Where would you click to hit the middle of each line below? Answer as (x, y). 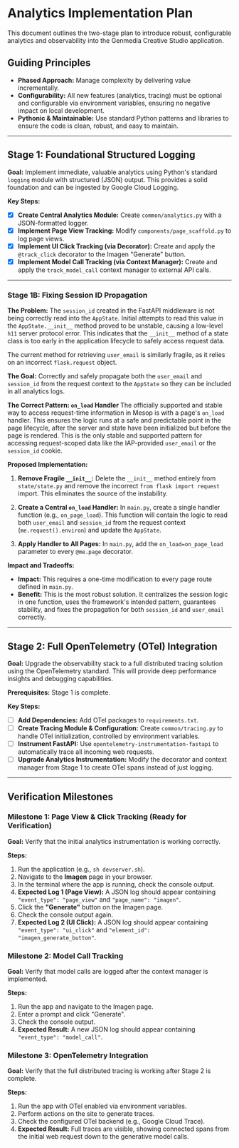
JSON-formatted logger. (53, 223)
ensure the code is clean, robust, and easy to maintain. (98, 126)
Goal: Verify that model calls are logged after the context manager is (108, 972)
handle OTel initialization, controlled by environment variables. (109, 736)
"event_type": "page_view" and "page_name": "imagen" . (99, 899)
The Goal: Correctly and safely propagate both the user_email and (105, 376)
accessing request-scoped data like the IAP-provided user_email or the (112, 443)
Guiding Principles (49, 63)
